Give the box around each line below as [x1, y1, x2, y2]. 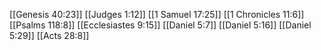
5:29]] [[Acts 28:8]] [9, 30, 90, 41]
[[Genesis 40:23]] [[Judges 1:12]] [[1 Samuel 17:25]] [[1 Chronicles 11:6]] [9, 9, 305, 20]
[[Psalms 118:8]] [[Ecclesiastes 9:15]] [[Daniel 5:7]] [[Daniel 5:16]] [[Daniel [9, 19, 312, 31]
